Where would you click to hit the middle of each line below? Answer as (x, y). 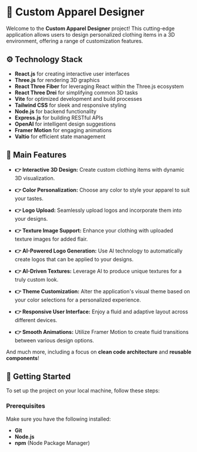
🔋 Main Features (36, 155)
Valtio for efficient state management (60, 136)
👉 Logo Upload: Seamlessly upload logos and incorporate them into (98, 210)
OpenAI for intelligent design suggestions (65, 124)
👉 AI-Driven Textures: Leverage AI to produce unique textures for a (98, 271)
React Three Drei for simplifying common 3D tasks (76, 92)
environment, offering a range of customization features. (75, 41)
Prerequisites (26, 406)
